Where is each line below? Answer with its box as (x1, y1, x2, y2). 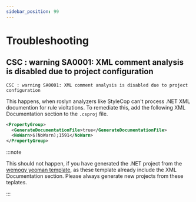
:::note (6, 148, 22, 156)
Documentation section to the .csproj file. (6, 110, 108, 117)
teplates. (6, 179, 28, 186)
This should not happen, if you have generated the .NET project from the (6, 160, 182, 167)
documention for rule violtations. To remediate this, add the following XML (6, 104, 186, 111)
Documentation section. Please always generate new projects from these (6, 173, 184, 180)
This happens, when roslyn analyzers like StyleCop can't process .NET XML (6, 98, 190, 105)
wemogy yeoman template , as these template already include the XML (6, 166, 177, 174)
